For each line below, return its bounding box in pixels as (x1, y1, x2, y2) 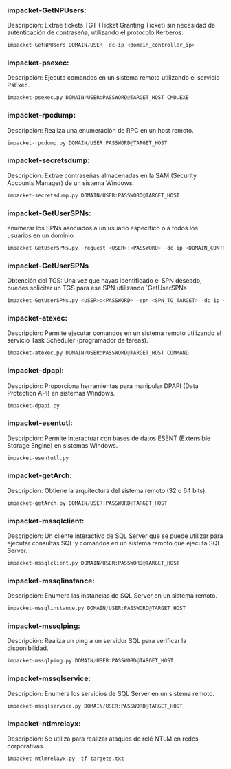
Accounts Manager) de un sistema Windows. (7, 178, 135, 187)
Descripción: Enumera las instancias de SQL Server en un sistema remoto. (7, 592, 218, 600)
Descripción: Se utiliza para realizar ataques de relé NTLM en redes (7, 735, 199, 743)
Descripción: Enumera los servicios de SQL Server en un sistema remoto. (7, 689, 215, 697)
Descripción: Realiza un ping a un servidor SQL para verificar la (7, 637, 187, 645)
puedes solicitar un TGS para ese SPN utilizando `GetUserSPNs (7, 284, 187, 292)
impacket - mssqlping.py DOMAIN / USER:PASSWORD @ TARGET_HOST (7, 658, 174, 664)
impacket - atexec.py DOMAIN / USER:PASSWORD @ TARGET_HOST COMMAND (7, 349, 189, 356)
